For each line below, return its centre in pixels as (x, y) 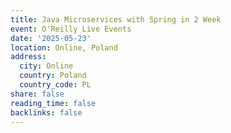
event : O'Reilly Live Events (71, 29)
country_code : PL (55, 85)
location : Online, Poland (64, 47)
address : (28, 57)
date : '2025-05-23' (51, 38)
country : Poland (53, 76)
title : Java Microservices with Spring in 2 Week (116, 19)
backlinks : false (46, 112)
